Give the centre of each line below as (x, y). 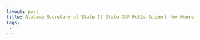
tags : (13, 22)
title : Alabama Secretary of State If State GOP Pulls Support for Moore (100, 17)
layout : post (22, 11)
